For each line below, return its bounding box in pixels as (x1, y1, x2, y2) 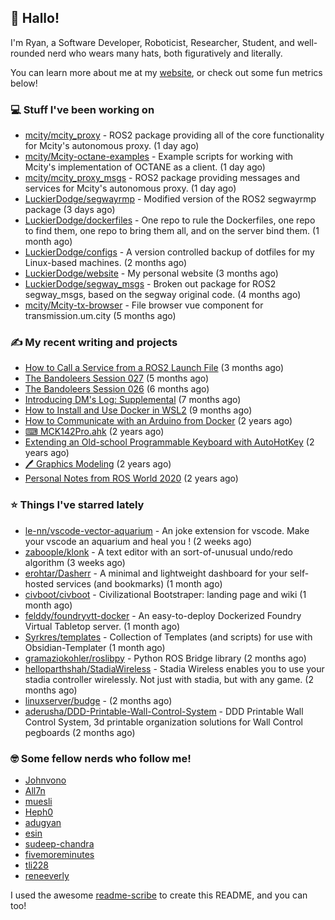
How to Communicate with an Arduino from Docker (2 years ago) (24, 415, 293, 427)
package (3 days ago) (24, 204, 116, 216)
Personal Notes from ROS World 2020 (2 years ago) (24, 472, 239, 485)
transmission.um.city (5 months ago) (24, 310, 177, 322)
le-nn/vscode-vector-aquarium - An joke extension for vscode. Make (24, 524, 310, 536)
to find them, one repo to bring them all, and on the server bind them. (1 (24, 225, 320, 237)
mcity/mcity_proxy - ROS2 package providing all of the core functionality (24, 129, 325, 141)
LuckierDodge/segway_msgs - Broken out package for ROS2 (24, 278, 277, 290)
